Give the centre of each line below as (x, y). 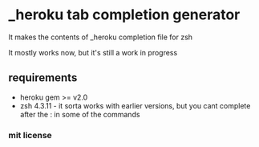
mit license (30, 135)
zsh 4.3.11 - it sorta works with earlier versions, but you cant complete (135, 105)
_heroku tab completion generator (124, 15)
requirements (43, 78)
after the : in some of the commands (80, 114)
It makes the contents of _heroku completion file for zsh (101, 37)
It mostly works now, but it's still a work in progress (93, 52)
